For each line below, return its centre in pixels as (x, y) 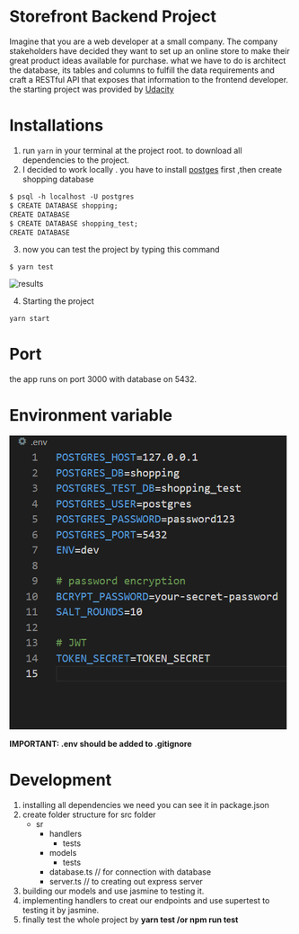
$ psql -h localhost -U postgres (72, 196)
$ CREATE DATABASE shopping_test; (74, 223)
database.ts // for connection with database (130, 872)
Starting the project (58, 301)
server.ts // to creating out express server (126, 881)
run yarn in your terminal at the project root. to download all (132, 150)
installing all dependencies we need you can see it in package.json (145, 805)
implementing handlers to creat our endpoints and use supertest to (146, 900)
